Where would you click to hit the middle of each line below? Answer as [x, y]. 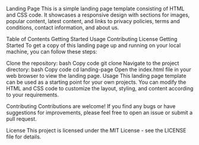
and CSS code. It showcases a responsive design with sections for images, [98, 15]
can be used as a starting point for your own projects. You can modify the [96, 82]
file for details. [24, 137]
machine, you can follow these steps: [52, 52]
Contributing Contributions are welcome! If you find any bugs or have [91, 106]
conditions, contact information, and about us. [63, 27]
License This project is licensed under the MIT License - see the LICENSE [96, 130]
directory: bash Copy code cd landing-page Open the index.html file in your [99, 70]
